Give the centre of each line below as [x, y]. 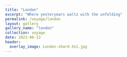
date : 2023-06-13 [23, 38]
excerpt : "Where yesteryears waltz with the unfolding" [64, 14]
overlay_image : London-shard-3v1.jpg [48, 47]
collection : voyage [25, 33]
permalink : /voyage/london [33, 19]
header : [13, 42]
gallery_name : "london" [30, 28]
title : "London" [22, 10]
